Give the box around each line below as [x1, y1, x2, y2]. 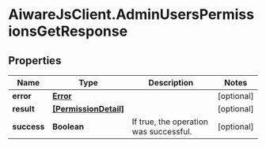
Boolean [52, 121, 85, 132]
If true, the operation [131, 116, 208, 127]
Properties [8, 54, 62, 67]
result [12, 104, 36, 114]
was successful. [131, 126, 192, 137]
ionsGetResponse [8, 22, 128, 40]
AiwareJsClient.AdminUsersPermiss [8, 6, 255, 24]
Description [148, 77, 194, 88]
